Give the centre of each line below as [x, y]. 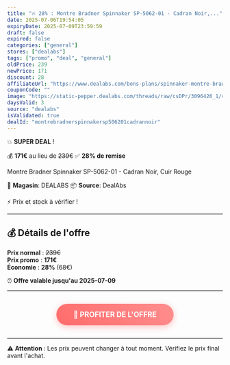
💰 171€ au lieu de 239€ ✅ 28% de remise [66, 156]
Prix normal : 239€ [34, 253]
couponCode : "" [29, 90]
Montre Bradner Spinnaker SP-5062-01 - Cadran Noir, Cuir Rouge [100, 172]
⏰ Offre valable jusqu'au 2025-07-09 [62, 281]
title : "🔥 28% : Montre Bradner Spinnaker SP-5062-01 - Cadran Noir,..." [115, 13]
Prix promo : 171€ [32, 260]
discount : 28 [26, 77]
